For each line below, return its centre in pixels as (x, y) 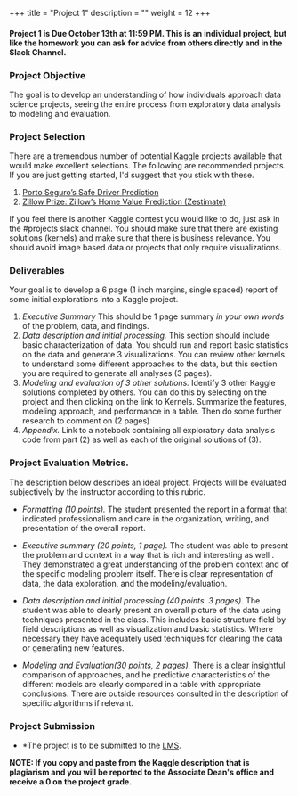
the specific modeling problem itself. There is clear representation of (148, 573)
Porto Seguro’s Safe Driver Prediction (90, 193)
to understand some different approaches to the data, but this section (149, 364)
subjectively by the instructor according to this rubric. (108, 492)
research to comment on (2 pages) (86, 421)
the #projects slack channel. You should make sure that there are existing (144, 229)
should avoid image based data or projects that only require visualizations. (145, 248)
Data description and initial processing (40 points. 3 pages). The (141, 600)
